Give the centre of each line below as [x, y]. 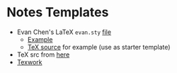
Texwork [30, 62]
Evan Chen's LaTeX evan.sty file [64, 32]
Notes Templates [58, 12]
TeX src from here [43, 55]
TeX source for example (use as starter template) [99, 47]
